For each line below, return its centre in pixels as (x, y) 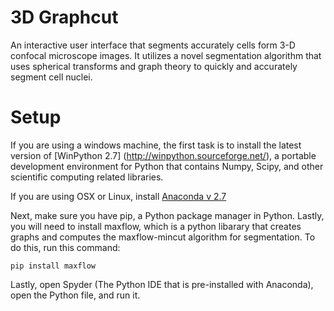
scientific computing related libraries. (87, 177)
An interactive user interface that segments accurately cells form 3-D (153, 45)
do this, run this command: (65, 247)
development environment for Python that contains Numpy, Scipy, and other (167, 166)
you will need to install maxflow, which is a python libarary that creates (156, 226)
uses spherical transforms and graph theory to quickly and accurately (154, 66)
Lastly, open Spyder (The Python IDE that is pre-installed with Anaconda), (162, 284)
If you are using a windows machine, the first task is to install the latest (156, 145)
